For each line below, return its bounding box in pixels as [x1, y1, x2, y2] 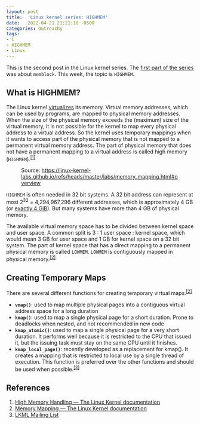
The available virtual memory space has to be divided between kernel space [6, 222, 194, 230]
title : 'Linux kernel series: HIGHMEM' [6, 14, 109, 20]
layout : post [6, 8, 39, 15]
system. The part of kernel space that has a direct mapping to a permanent [6, 241, 191, 248]
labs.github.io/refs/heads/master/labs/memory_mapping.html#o [21, 173, 178, 180]
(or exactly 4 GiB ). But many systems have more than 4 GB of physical [6, 204, 179, 212]
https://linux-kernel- [41, 167, 91, 174]
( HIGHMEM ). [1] [6, 154, 36, 162]
